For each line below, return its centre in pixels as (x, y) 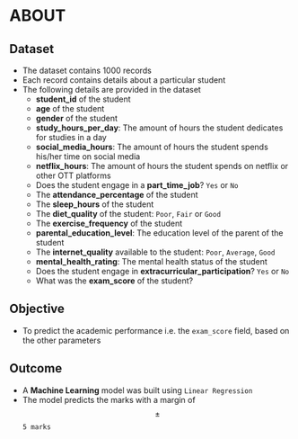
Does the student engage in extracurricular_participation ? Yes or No (162, 271)
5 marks (36, 427)
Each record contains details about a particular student (124, 80)
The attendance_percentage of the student (117, 195)
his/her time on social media (88, 157)
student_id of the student (83, 99)
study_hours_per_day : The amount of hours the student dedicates (159, 128)
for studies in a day (71, 137)
